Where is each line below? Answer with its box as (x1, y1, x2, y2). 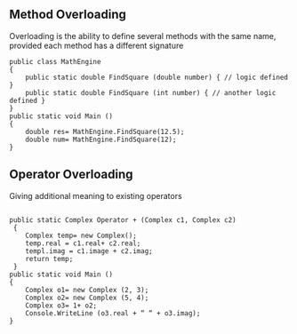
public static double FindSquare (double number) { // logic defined (25, 73, 289, 82)
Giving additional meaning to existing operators (9, 190, 182, 201)
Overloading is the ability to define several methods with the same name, (9, 30, 277, 41)
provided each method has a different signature (9, 40, 184, 51)
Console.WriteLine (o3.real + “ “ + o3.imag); (25, 308, 201, 318)
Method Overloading (9, 7, 126, 22)
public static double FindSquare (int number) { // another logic (25, 88, 277, 97)
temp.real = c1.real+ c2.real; (25, 239, 141, 248)
